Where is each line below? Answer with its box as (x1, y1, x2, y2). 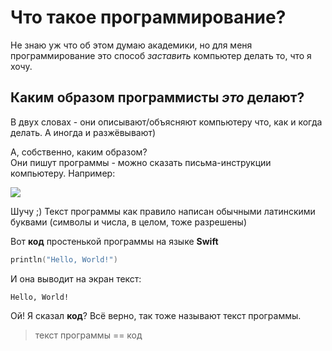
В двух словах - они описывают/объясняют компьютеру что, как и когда (10, 116, 323, 128)
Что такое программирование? (10, 6, 287, 29)
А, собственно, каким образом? (10, 146, 148, 158)
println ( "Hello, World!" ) (10, 254, 118, 265)
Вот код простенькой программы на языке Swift (10, 235, 219, 247)
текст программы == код (34, 329, 143, 341)
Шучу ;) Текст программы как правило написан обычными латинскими (10, 205, 316, 217)
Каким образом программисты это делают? (10, 89, 305, 106)
